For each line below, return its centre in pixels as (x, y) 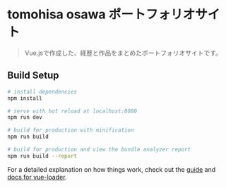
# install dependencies (42, 92)
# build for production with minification (71, 130)
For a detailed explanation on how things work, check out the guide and (112, 169)
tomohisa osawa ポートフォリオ (101, 14)
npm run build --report (42, 156)
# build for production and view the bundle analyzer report (99, 149)
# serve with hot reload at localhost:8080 (72, 111)
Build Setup (33, 76)
